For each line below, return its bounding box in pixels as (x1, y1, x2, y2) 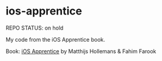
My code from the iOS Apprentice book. (5, 36, 106, 43)
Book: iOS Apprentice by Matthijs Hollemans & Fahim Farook (5, 47, 157, 55)
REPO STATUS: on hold (5, 24, 64, 31)
